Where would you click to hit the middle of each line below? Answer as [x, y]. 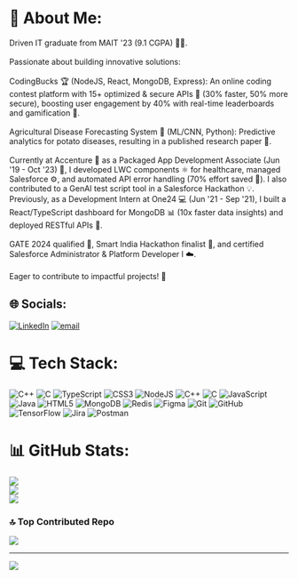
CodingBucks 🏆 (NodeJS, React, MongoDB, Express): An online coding [141, 81]
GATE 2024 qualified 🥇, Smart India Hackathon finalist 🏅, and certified [137, 244]
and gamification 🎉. [45, 113]
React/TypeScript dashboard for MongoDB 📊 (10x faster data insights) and [146, 212]
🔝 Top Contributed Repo [62, 521]
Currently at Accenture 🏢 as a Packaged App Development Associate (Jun [145, 160]
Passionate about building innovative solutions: [95, 61]
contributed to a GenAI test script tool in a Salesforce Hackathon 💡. [132, 188]
